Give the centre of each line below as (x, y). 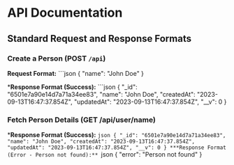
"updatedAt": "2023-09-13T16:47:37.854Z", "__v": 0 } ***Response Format (117, 148)
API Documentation (65, 13)
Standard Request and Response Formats (100, 39)
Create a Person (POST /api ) (57, 58)
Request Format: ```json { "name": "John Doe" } (76, 73)
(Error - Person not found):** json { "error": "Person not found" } (105, 155)
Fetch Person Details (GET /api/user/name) (81, 120)
